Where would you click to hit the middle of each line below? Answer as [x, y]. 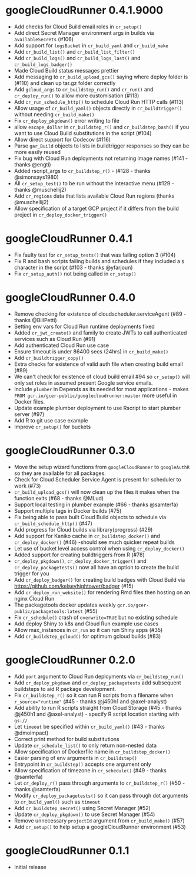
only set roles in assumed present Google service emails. [83, 383]
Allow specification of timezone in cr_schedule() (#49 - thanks [90, 770]
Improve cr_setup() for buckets [52, 427]
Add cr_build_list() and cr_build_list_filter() [75, 51]
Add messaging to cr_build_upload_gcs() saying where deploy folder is [101, 77]
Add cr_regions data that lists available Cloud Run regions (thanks [94, 196]
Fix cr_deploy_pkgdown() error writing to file [67, 120]
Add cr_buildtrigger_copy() [49, 358]
